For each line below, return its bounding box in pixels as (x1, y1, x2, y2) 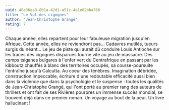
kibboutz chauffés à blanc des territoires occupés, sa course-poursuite (5, 62, 153, 68)
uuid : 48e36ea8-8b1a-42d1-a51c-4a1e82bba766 (5, 7, 100, 13)
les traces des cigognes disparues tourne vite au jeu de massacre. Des (5, 52, 153, 58)
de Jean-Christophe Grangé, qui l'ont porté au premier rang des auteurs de (5, 84, 162, 90)
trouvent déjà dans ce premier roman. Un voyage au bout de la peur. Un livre (5, 95, 164, 101)
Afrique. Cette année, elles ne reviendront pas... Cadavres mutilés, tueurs (5, 41, 158, 47)
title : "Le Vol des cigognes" (5, 12, 69, 17)
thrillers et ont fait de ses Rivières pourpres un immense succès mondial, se (5, 89, 163, 95)
